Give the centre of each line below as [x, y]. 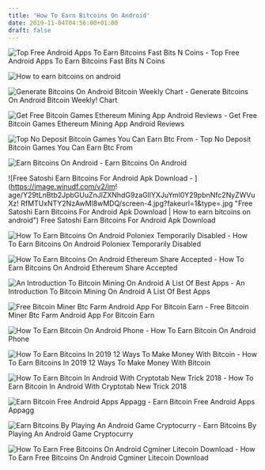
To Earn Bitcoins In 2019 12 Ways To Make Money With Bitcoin [110, 363]
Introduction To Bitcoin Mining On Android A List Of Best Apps [110, 292]
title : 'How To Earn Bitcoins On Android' [79, 15]
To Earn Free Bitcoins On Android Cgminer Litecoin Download [108, 458]
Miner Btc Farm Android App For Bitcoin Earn [81, 315]
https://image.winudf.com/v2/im [63, 187]
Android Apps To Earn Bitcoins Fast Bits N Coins [87, 61]
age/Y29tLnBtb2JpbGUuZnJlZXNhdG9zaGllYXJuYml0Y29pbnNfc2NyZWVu [132, 195]
